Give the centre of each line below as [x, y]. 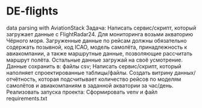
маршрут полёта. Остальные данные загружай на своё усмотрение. [94, 60]
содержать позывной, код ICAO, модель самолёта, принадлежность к [97, 47]
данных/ [185, 72]
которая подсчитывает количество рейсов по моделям [110, 79]
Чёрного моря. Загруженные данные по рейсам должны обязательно [96, 40]
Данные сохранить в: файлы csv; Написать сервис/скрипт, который [94, 66]
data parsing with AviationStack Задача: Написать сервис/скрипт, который [101, 28]
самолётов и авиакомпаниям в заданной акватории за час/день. [90, 85]
